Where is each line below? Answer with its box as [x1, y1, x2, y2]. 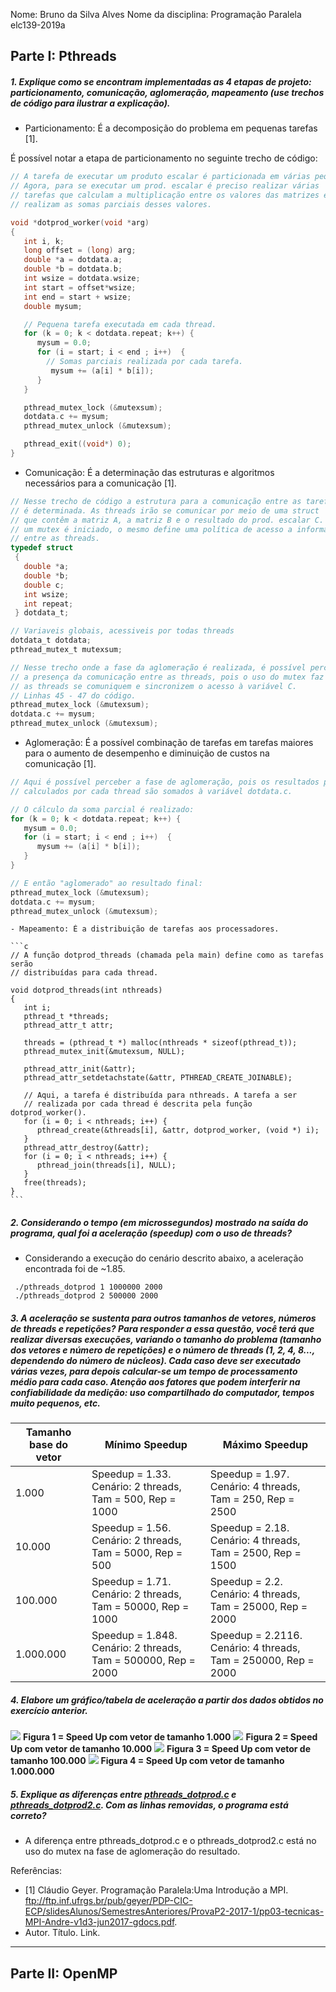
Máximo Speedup [222, 1438, 309, 1452]
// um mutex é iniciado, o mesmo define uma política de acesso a [10, 524, 293, 534]
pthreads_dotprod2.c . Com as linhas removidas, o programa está [10, 1799, 289, 1811]
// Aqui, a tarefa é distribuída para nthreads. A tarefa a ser [23, 1090, 298, 1101]
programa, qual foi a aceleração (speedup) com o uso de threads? [10, 1227, 293, 1239]
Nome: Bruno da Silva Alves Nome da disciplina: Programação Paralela [10, 9, 302, 20]
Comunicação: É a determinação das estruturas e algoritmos [24, 466, 275, 478]
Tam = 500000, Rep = [91, 1654, 196, 1668]
